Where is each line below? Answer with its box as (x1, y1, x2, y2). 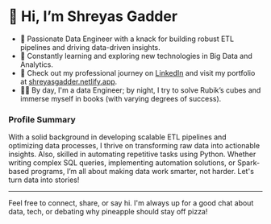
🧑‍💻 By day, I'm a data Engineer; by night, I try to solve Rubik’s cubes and (19, 85, 261, 95)
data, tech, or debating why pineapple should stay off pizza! (8, 207, 208, 217)
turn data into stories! (8, 175, 80, 185)
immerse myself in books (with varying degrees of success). (19, 93, 222, 103)
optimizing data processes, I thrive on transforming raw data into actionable (8, 141, 261, 151)
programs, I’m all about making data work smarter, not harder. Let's (31, 167, 254, 176)
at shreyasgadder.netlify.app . (19, 77, 118, 86)
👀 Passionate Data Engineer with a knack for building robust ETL (19, 34, 235, 44)
